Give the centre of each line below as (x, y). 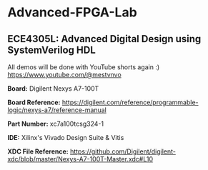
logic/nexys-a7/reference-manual (57, 110)
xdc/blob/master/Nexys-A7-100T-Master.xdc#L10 (80, 159)
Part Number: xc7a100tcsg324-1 (56, 124)
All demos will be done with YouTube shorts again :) (84, 67)
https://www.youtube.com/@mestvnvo (64, 75)
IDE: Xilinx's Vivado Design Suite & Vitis (66, 137)
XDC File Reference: (38, 151)
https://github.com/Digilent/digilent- (123, 151)
